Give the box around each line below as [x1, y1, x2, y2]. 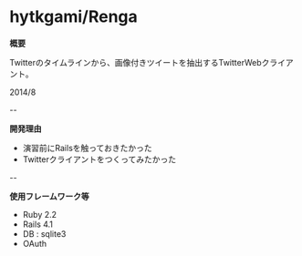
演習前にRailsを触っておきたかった [22, 142, 152, 153]
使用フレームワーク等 [9, 190, 89, 201]
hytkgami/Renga [9, 6, 139, 27]
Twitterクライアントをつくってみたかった [22, 153, 177, 165]
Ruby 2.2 [22, 209, 57, 220]
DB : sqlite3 [22, 228, 67, 239]
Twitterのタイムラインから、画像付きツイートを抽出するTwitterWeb [9, 56, 262, 67]
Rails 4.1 [22, 219, 53, 230]
